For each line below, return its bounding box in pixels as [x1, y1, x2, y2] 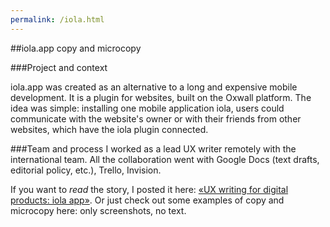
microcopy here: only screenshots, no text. [10, 204, 187, 216]
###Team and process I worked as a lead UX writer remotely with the [10, 142, 297, 155]
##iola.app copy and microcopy [10, 42, 142, 54]
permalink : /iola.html [10, 14, 105, 25]
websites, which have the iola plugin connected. [10, 123, 209, 135]
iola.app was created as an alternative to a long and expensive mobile [10, 81, 298, 93]
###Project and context [10, 61, 108, 73]
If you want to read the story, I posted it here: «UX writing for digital [10, 183, 289, 195]
